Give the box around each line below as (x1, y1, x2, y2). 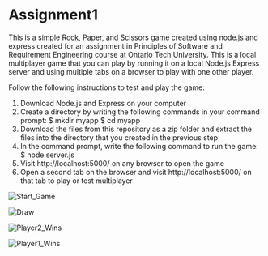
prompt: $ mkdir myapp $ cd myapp (19, 115, 141, 125)
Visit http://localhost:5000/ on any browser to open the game (19, 158, 225, 168)
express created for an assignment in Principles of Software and (8, 41, 223, 50)
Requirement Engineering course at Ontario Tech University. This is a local (8, 49, 257, 59)
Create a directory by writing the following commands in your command (19, 107, 261, 117)
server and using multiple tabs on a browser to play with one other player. (8, 66, 254, 76)
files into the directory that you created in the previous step (19, 132, 219, 143)
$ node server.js (19, 150, 75, 160)
